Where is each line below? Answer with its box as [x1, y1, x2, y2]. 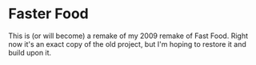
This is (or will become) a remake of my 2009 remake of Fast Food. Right [8, 31, 248, 40]
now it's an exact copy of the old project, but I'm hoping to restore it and [8, 39, 246, 48]
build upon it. [8, 48, 52, 57]
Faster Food [8, 5, 90, 23]
